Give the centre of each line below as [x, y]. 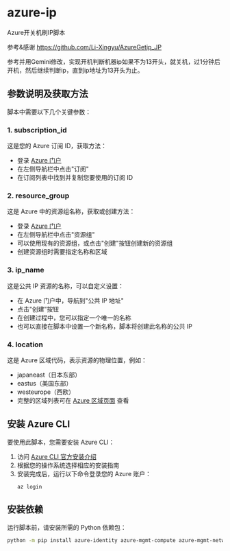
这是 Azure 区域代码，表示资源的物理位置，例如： [77, 360]
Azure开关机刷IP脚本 [36, 32]
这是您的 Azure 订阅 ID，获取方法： [57, 146]
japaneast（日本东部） [49, 375]
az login [29, 486]
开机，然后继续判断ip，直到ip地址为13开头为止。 [75, 70]
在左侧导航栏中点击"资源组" [56, 235]
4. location [25, 344]
